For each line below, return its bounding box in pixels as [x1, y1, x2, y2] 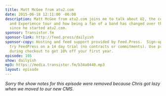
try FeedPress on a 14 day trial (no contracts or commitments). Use [9, 44, 156, 49]
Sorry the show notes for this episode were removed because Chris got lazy [5, 81, 161, 87]
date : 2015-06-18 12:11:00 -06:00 [5, 12, 77, 17]
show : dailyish [5, 58, 37, 63]
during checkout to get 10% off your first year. [9, 48, 114, 53]
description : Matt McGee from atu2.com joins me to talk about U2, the [5, 16, 156, 21]
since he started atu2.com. [9, 26, 68, 31]
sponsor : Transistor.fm [5, 30, 54, 35]
